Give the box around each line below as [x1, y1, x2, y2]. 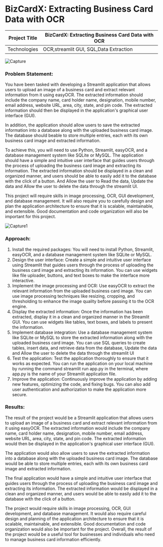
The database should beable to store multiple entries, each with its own [5, 133, 148, 139]
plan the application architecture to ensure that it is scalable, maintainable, [5, 203, 154, 209]
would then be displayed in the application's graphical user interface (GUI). [5, 441, 155, 446]
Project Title [8, 34, 37, 41]
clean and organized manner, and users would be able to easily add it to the [5, 490, 157, 496]
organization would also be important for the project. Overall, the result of [5, 526, 152, 532]
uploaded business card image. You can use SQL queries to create [12, 340, 146, 345]
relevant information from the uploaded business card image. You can [12, 288, 152, 294]
